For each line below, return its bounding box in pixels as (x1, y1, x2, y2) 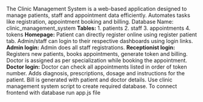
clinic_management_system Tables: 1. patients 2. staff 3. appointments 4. (6, 24, 191, 32)
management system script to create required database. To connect (6, 83, 177, 90)
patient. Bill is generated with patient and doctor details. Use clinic (6, 76, 173, 83)
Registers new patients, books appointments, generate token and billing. (6, 50, 188, 57)
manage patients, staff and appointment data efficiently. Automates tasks (6, 12, 191, 19)
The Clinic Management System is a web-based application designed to (6, 5, 187, 12)
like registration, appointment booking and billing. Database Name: (6, 18, 174, 25)
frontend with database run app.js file (6, 89, 101, 96)
